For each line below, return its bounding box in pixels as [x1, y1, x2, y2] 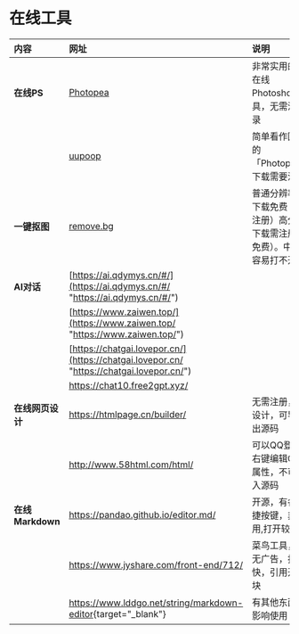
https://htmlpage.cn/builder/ [69, 408, 187, 420]
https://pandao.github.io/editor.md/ [69, 508, 216, 521]
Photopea [69, 86, 109, 98]
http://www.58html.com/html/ [69, 458, 194, 471]
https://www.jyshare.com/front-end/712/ [69, 558, 243, 571]
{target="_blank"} [93, 607, 166, 620]
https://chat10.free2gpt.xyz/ [69, 379, 189, 391]
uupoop [69, 149, 101, 161]
